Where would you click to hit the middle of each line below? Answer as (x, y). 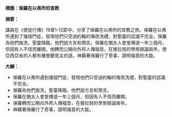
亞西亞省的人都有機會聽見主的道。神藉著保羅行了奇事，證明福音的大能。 (81, 55)
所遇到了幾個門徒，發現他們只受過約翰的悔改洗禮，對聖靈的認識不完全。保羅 (86, 36)
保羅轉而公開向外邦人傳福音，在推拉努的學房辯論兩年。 (71, 103)
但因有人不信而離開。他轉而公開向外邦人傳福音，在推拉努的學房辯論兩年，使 (86, 49)
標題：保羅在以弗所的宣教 (32, 8)
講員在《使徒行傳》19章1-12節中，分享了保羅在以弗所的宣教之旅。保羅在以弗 (86, 30)
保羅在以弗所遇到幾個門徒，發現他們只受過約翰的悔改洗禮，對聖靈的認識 (89, 77)
